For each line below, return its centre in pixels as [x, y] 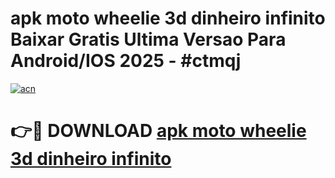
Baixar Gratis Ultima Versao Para [148, 39]
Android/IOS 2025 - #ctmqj [126, 61]
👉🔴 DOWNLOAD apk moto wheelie [158, 131]
